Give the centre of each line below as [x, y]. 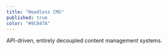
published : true [27, 18]
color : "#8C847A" [28, 23]
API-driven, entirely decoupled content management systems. [85, 41]
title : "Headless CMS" [35, 12]
